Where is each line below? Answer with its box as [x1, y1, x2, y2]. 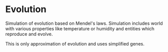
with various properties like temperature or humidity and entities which [5, 25, 155, 31]
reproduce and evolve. [5, 31, 53, 37]
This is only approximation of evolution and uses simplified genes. [5, 40, 145, 46]
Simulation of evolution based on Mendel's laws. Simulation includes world [5, 20, 163, 26]
